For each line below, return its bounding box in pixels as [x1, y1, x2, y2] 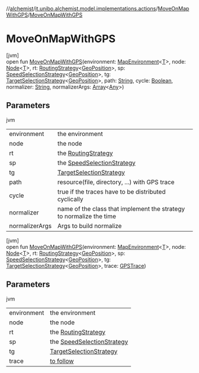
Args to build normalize [57, 222, 122, 230]
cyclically [57, 195, 84, 203]
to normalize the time [57, 212, 117, 220]
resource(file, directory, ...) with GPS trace [57, 178, 175, 186]
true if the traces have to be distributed [57, 187, 166, 195]
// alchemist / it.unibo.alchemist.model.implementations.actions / [6, 5, 158, 12]
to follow [50, 356, 74, 365]
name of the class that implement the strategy [57, 204, 185, 213]
